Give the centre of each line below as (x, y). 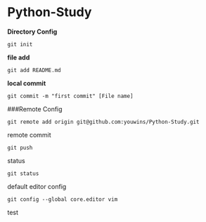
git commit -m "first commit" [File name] (70, 96)
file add (19, 57)
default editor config (37, 186)
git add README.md (34, 70)
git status (23, 173)
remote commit (29, 134)
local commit (27, 83)
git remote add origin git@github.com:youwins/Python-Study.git (103, 122)
